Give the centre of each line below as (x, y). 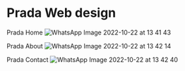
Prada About (25, 46)
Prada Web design (61, 13)
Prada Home (25, 32)
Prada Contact (28, 59)
